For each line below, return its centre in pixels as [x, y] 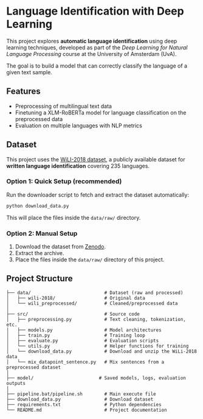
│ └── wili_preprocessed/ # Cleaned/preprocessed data [92, 303]
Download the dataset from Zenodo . [60, 247]
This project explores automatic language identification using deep [92, 41]
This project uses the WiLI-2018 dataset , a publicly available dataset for [96, 159]
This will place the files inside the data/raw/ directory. [74, 217]
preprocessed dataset [34, 367]
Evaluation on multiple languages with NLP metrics [79, 125]
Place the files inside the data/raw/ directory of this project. [90, 259]
